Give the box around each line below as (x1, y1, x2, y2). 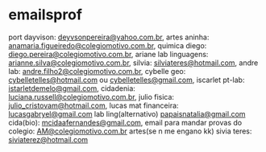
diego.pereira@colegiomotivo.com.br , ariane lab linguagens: (8, 49, 209, 59)
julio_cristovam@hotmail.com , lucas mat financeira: (8, 101, 179, 110)
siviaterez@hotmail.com (8, 134, 89, 144)
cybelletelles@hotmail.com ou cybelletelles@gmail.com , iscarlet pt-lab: (8, 75, 245, 84)
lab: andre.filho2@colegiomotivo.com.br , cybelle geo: (8, 66, 186, 76)
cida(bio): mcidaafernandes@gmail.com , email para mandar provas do (8, 117, 243, 127)
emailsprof (8, 6, 83, 24)
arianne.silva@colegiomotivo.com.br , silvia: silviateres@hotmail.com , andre (8, 58, 259, 68)
